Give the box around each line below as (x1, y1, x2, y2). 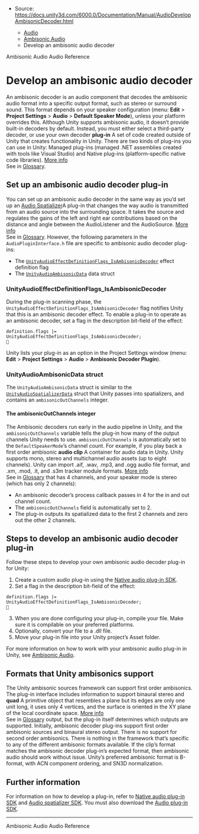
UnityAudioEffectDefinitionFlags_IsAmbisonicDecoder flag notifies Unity (6, 304, 184, 312)
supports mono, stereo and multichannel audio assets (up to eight (6, 454, 167, 461)
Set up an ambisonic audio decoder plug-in (6, 180, 169, 190)
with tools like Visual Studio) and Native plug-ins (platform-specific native (6, 150, 186, 157)
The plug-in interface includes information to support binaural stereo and (6, 691, 185, 698)
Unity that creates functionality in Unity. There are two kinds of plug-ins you (6, 137, 191, 145)
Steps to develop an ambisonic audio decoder (6, 533, 179, 544)
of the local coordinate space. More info (6, 710, 104, 717)
